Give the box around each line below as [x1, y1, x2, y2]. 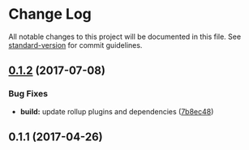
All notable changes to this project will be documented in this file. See [8, 32, 242, 41]
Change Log [8, 5, 92, 24]
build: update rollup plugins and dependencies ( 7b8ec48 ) [19, 106, 214, 116]
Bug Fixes [8, 88, 49, 100]
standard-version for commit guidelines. [8, 40, 143, 49]
